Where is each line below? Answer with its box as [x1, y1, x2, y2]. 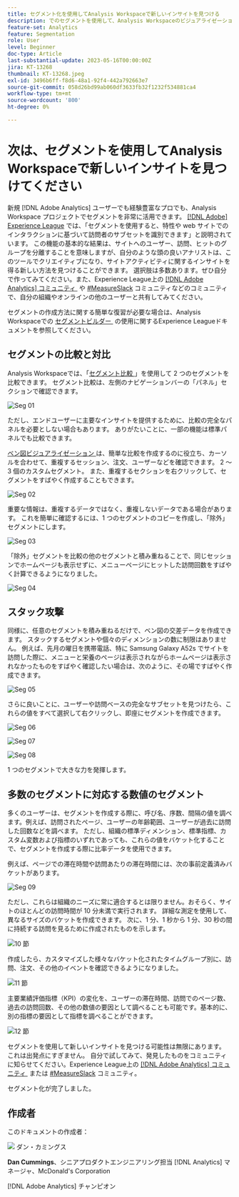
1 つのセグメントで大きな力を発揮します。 [7, 766, 131, 774]
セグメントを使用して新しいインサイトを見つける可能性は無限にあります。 [7, 1042, 226, 1051]
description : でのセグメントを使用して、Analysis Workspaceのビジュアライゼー [7, 17, 223, 24]
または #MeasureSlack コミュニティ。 [29, 1069, 141, 1078]
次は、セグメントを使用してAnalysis [7, 143, 223, 159]
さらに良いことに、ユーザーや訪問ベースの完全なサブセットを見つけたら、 [7, 700, 226, 708]
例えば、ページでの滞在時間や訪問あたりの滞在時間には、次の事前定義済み [7, 860, 226, 868]
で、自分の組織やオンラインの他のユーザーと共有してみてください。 [7, 292, 207, 301]
